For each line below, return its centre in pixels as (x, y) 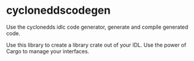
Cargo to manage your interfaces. (48, 51)
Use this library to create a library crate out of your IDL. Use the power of (96, 45)
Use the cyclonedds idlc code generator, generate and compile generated (97, 27)
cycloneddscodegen (58, 10)
